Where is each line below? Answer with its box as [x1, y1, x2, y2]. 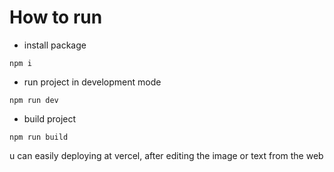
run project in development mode [23, 76, 162, 88]
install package [23, 39, 87, 51]
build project [23, 112, 77, 125]
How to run [9, 6, 103, 29]
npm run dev [9, 95, 59, 105]
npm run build [9, 132, 69, 142]
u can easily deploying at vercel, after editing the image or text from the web [9, 149, 324, 161]
